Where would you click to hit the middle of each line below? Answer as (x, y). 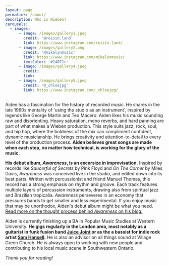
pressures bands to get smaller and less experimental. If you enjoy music (81, 200)
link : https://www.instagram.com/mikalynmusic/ (74, 57)
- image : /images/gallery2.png (51, 48)
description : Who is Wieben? (36, 19)
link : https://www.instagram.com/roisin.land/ (73, 43)
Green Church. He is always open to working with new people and (74, 242)
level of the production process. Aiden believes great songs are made (79, 142)
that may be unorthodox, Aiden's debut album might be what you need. (79, 206)
